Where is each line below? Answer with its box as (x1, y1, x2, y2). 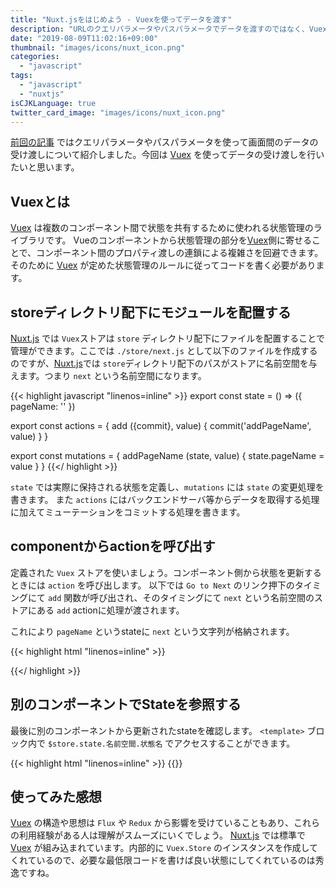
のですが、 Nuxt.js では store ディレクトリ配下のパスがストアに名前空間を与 (10, 357, 318, 369)
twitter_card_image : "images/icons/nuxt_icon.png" (10, 107, 226, 118)
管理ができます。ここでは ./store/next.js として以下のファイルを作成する (10, 345, 318, 356)
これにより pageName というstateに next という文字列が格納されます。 (10, 625, 295, 637)
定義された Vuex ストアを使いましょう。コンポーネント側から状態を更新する (10, 566, 322, 578)
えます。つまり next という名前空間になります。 (10, 370, 207, 381)
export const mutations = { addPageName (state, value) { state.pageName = (10, 450, 325, 461)
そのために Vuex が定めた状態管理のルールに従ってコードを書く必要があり (10, 259, 317, 271)
